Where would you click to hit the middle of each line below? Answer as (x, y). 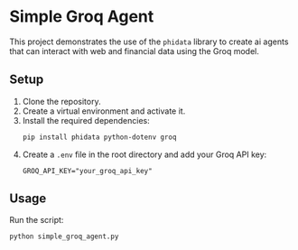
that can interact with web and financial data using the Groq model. (134, 51)
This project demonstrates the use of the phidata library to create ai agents (149, 42)
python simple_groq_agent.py (64, 236)
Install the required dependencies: (86, 120)
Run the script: (37, 220)
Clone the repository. (61, 101)
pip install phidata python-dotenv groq (99, 137)
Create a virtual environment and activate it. (104, 111)
